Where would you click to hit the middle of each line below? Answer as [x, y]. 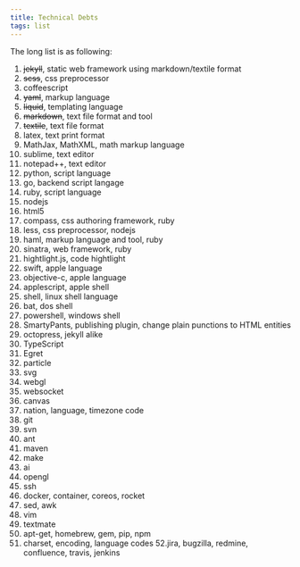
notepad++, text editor [64, 163]
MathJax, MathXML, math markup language [104, 145]
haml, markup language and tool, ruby [93, 239]
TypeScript [43, 344]
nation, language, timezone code [83, 410]
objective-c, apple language [75, 277]
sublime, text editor [58, 154]
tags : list [30, 26]
